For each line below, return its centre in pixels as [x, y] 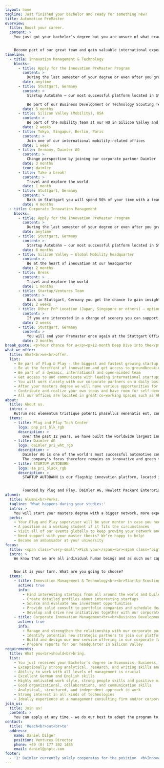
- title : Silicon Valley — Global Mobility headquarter [76, 254]
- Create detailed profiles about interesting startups [81, 599]
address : [18, 731]
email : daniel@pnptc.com [39, 749]
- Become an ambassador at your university [59, 540]
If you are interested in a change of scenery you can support [92, 318]
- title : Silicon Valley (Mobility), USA [61, 113]
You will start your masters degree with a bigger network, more [82, 513]
